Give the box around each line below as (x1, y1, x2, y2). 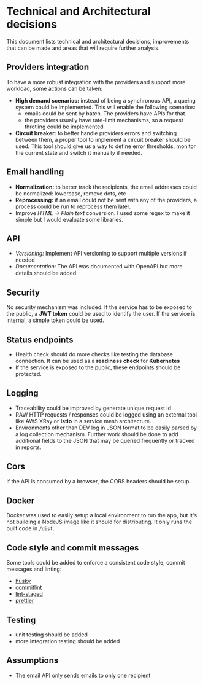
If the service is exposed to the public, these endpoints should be (15, 364, 181, 371)
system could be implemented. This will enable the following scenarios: (15, 103, 196, 111)
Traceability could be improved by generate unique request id (15, 404, 172, 412)
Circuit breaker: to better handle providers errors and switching (15, 129, 177, 136)
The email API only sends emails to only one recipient (15, 671, 151, 679)
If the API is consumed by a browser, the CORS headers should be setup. (6, 477, 191, 485)
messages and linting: (6, 565, 62, 573)
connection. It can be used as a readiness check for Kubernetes (15, 358, 180, 364)
